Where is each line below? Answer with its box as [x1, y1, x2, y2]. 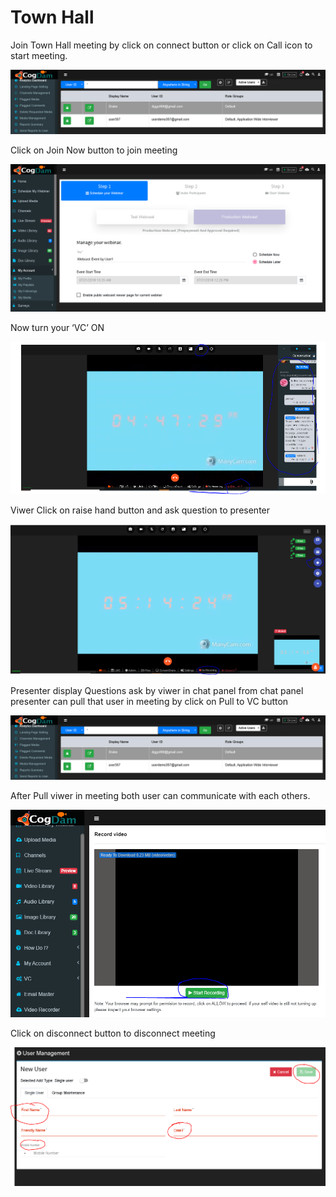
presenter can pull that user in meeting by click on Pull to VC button [10, 695, 289, 707]
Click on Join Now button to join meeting [10, 144, 178, 156]
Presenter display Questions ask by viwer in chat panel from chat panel [10, 684, 304, 696]
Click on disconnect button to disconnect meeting [10, 1027, 216, 1039]
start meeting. [10, 49, 68, 61]
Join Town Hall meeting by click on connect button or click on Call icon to [10, 39, 313, 51]
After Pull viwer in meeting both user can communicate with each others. [10, 789, 311, 801]
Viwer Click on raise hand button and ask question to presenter [10, 504, 271, 516]
